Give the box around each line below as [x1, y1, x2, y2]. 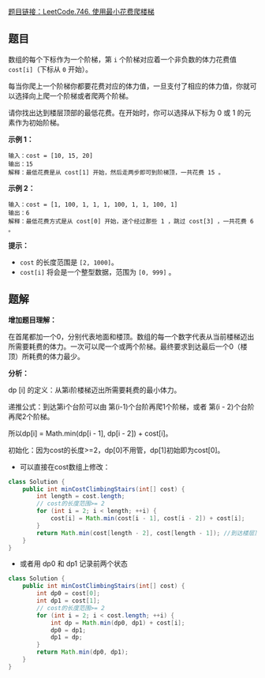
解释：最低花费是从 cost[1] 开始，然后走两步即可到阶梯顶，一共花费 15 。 [8, 168, 225, 176]
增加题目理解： [8, 315, 57, 324]
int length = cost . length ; [36, 493, 125, 500]
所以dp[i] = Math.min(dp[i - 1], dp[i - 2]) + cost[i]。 [8, 429, 173, 438]
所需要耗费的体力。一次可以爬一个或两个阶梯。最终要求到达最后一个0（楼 [8, 342, 248, 351]
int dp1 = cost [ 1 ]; [36, 597, 101, 605]
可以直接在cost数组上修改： [19, 462, 110, 471]
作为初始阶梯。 [14, 118, 64, 127]
